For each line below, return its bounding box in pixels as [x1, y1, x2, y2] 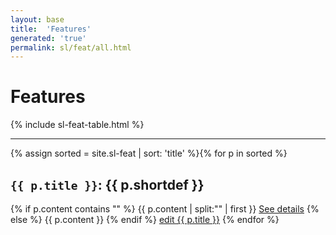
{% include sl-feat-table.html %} [10, 119, 145, 131]
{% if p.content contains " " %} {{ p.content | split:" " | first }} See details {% [10, 203, 320, 215]
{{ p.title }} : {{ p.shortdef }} [10, 176, 205, 193]
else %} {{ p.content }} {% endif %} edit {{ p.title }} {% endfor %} [10, 214, 280, 225]
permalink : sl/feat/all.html [10, 42, 132, 53]
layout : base [10, 14, 65, 25]
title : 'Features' [10, 24, 92, 34]
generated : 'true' [10, 33, 87, 43]
